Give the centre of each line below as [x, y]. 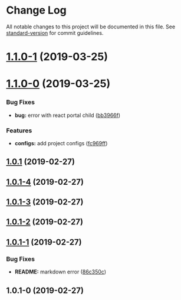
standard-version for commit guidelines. [55, 32]
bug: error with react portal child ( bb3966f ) [68, 115]
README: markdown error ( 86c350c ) [60, 272]
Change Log [36, 10]
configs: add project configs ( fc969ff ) [61, 143]
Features [19, 131]
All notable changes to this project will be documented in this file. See [91, 27]
